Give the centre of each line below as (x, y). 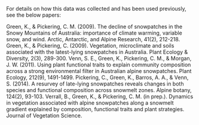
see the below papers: (34, 15)
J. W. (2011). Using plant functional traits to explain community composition (99, 65)
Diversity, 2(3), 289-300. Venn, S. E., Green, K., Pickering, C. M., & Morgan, (99, 58)
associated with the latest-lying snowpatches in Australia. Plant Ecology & (97, 52)
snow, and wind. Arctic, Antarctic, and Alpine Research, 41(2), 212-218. (93, 39)
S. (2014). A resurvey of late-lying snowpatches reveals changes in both (95, 84)
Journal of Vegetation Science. (44, 115)
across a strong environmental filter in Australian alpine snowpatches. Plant (99, 71)
